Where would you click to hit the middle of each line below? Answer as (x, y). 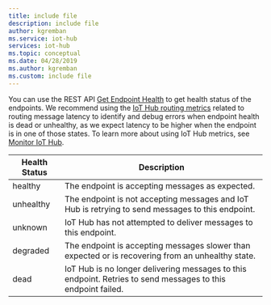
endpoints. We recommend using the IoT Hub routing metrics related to (126, 108)
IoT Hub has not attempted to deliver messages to (158, 222)
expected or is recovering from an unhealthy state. (160, 256)
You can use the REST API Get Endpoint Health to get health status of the (130, 99)
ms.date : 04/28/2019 (43, 61)
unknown (30, 227)
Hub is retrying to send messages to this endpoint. (160, 209)
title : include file (43, 16)
